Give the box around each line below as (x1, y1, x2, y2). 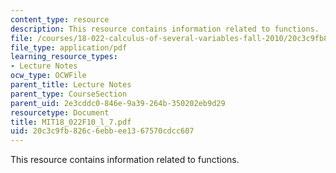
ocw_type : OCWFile (10, 71, 87, 81)
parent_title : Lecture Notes (10, 80, 132, 90)
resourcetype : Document (10, 107, 110, 118)
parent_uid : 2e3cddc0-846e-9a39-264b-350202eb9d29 (10, 98, 226, 108)
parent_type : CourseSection (10, 89, 128, 99)
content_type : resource (10, 14, 110, 25)
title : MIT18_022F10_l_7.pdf (10, 117, 132, 127)
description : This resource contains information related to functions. (10, 24, 320, 34)
